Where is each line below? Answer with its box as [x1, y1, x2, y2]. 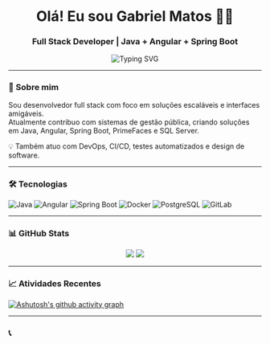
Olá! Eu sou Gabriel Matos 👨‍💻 [35, 7, 235, 26]
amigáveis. [8, 109, 44, 118]
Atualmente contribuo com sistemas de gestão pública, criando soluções [8, 117, 250, 127]
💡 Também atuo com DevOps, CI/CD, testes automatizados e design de [8, 141, 245, 151]
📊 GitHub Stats [8, 228, 70, 239]
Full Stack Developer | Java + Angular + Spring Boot [31, 36, 239, 47]
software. [8, 150, 40, 160]
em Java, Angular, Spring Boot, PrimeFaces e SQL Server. [8, 125, 199, 135]
